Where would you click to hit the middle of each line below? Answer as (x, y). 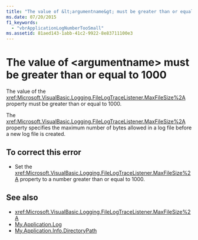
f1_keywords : (22, 22)
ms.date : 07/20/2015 (32, 17)
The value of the (26, 91)
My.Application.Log (38, 224)
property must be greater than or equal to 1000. (64, 104)
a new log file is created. (36, 134)
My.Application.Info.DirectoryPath (56, 231)
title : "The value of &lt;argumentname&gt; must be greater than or (92, 11)
